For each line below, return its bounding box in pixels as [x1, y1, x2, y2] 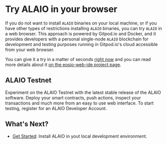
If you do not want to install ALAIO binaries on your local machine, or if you [5, 20, 157, 26]
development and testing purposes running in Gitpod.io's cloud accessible [5, 41, 158, 47]
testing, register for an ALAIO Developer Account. [5, 105, 107, 111]
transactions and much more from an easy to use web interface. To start [5, 100, 154, 106]
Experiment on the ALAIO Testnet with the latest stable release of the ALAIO [5, 89, 161, 95]
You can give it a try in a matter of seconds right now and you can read [5, 56, 151, 62]
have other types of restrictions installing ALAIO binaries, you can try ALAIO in [5, 25, 162, 31]
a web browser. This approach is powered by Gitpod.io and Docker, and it [5, 30, 156, 36]
